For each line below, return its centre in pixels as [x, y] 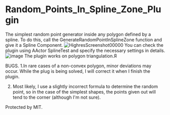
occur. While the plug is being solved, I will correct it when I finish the [78, 71]
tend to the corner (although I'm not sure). [57, 97]
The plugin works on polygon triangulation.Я [71, 56]
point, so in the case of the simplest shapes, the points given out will [84, 92]
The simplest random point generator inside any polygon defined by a [78, 34]
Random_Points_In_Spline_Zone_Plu [83, 9]
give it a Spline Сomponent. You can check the [84, 45]
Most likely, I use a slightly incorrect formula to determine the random [85, 86]
